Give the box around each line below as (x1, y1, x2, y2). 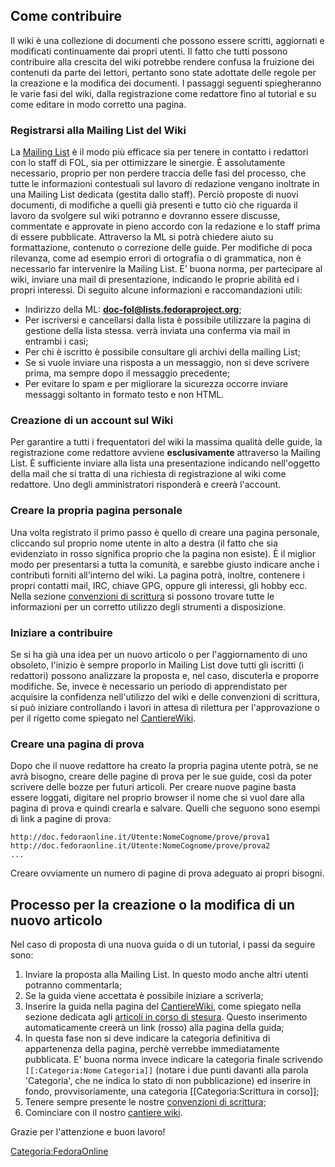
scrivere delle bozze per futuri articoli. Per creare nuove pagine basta (10, 781, 297, 793)
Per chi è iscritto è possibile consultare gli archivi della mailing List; (24, 346, 301, 358)
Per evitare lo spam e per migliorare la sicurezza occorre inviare (24, 378, 289, 390)
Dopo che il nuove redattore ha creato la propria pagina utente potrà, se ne (10, 760, 319, 772)
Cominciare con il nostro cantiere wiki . (24, 1107, 183, 1119)
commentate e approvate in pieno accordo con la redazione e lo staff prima (10, 220, 321, 233)
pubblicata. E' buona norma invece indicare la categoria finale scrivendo (24, 1054, 323, 1066)
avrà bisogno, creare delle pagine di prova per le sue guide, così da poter (10, 770, 313, 783)
